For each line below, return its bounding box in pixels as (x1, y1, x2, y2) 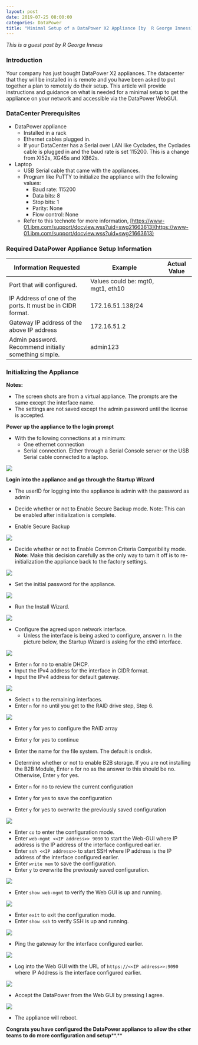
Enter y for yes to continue (14, 736, 79, 743)
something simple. (9, 350, 60, 358)
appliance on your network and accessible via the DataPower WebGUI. (6, 95, 178, 102)
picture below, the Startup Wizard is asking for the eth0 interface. (23, 638, 183, 645)
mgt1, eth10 (90, 284, 125, 293)
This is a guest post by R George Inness (6, 41, 103, 48)
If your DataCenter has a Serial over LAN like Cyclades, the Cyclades (23, 141, 191, 148)
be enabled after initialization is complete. (14, 512, 116, 519)
